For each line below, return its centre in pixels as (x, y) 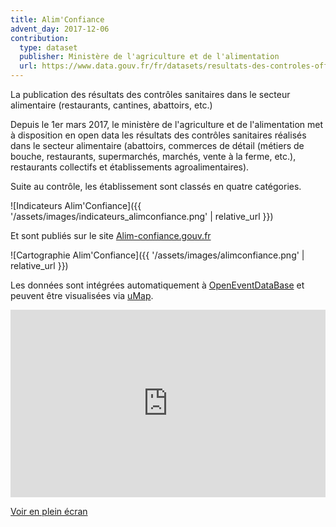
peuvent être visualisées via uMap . (82, 295)
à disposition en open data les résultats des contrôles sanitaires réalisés (158, 135)
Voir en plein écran (49, 511)
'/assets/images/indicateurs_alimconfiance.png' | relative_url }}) (142, 216)
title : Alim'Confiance (57, 19)
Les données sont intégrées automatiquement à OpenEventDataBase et (157, 285)
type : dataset (48, 47)
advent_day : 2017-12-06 (60, 29)
